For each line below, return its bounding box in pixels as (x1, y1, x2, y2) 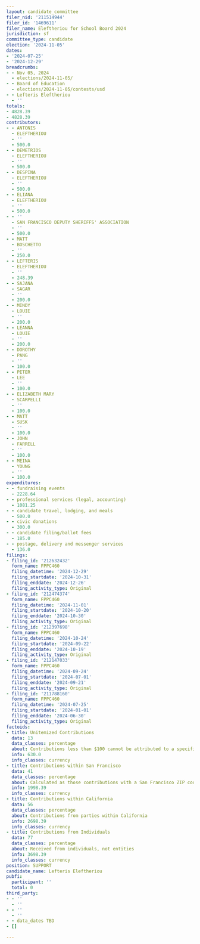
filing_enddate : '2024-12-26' (11, 580, 86, 586)
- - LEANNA (6, 324, 33, 331)
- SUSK (11, 419, 28, 425)
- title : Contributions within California (6, 796, 113, 802)
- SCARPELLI (11, 397, 42, 403)
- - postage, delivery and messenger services (6, 541, 124, 547)
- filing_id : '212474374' (6, 591, 70, 597)
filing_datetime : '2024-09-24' (11, 668, 89, 674)
